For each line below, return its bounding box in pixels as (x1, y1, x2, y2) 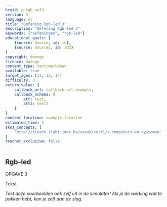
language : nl (5, 17, 33, 22)
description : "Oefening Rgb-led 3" (5, 26, 80, 31)
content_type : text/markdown (5, 64, 67, 69)
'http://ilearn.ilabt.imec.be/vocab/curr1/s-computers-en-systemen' (14, 129, 162, 134)
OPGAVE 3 (5, 171, 28, 177)
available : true (5, 69, 39, 74)
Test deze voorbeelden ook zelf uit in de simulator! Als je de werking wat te (5, 190, 162, 196)
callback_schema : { (14, 92, 56, 97)
